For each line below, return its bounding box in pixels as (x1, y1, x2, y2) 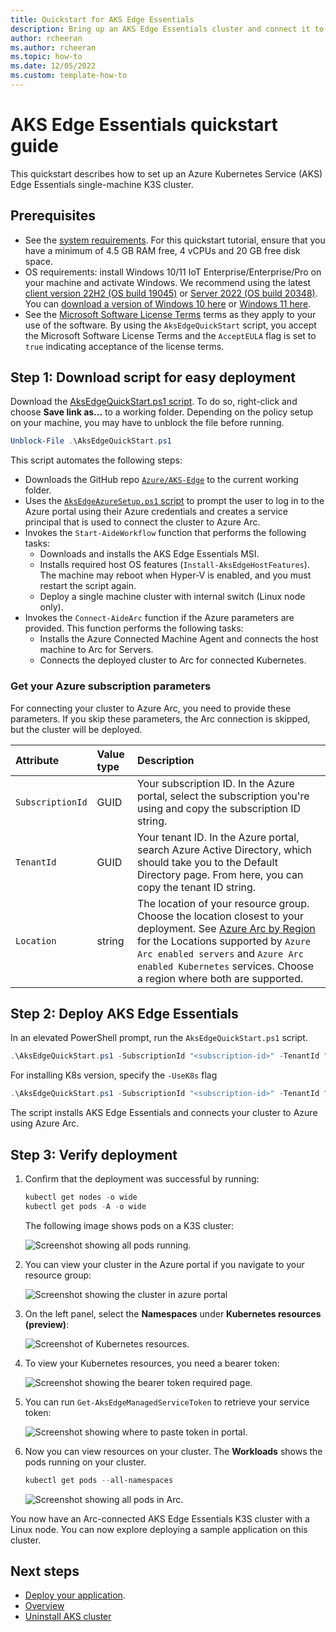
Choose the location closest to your (136, 909, 304, 923)
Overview (24, 1600, 65, 1612)
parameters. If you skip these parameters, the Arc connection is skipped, (10, 712, 311, 725)
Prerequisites (10, 207, 96, 225)
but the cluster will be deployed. (10, 723, 143, 735)
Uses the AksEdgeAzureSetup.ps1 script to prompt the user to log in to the (24, 495, 325, 507)
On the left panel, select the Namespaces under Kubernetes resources (24, 1307, 322, 1320)
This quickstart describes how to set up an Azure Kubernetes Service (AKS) (10, 167, 323, 180)
